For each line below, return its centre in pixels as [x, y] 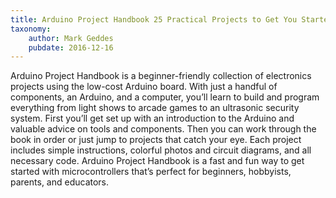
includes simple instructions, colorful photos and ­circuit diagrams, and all [161, 150]
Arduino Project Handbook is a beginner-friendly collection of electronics [161, 76]
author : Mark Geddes [71, 38]
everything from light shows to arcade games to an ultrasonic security [155, 108]
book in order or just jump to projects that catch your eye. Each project [156, 140]
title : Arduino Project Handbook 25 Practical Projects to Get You [154, 19]
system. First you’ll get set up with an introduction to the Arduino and [152, 118]
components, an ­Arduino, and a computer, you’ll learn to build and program [165, 97]
